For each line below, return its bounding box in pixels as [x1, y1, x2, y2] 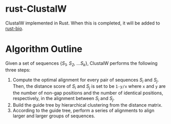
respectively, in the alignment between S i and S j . [12, 95, 115, 103]
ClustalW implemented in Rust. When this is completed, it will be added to [5, 20, 160, 26]
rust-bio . [5, 25, 24, 31]
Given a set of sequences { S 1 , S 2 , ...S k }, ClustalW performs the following [5, 60, 158, 67]
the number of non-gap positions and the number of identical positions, [12, 90, 163, 96]
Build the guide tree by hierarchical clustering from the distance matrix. [12, 102, 162, 108]
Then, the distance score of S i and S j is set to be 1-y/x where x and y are [12, 83, 166, 91]
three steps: [5, 67, 31, 73]
